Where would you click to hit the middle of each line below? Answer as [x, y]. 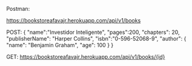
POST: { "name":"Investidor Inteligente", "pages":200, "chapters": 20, [93, 32]
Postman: [18, 9]
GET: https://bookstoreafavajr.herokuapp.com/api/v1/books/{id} [86, 57]
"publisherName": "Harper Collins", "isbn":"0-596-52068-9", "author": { [96, 38]
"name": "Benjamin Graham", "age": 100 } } [60, 45]
